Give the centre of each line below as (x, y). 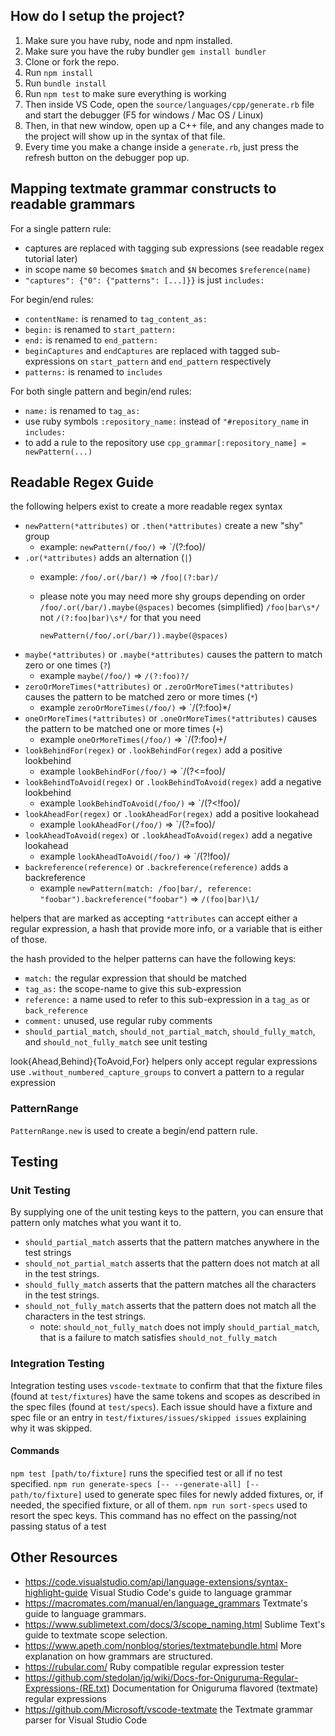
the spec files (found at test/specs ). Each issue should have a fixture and (161, 1406)
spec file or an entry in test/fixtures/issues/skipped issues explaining (158, 1417)
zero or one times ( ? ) (68, 665)
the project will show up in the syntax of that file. (125, 136)
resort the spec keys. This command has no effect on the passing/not (153, 1515)
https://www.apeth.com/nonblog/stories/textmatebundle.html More (163, 1645)
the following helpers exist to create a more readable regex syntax (146, 506)
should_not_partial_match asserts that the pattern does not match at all (172, 1263)
